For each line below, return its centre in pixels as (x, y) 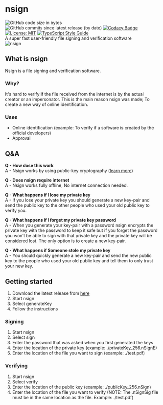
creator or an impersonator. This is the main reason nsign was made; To (78, 100)
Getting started (29, 281)
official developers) (32, 133)
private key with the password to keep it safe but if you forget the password (81, 230)
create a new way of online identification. (47, 104)
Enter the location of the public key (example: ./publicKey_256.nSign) (81, 387)
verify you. (16, 211)
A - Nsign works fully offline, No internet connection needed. (67, 185)
